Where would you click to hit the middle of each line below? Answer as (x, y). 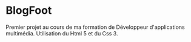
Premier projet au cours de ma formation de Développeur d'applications (95, 27)
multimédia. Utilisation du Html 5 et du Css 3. (62, 33)
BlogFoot (29, 10)
